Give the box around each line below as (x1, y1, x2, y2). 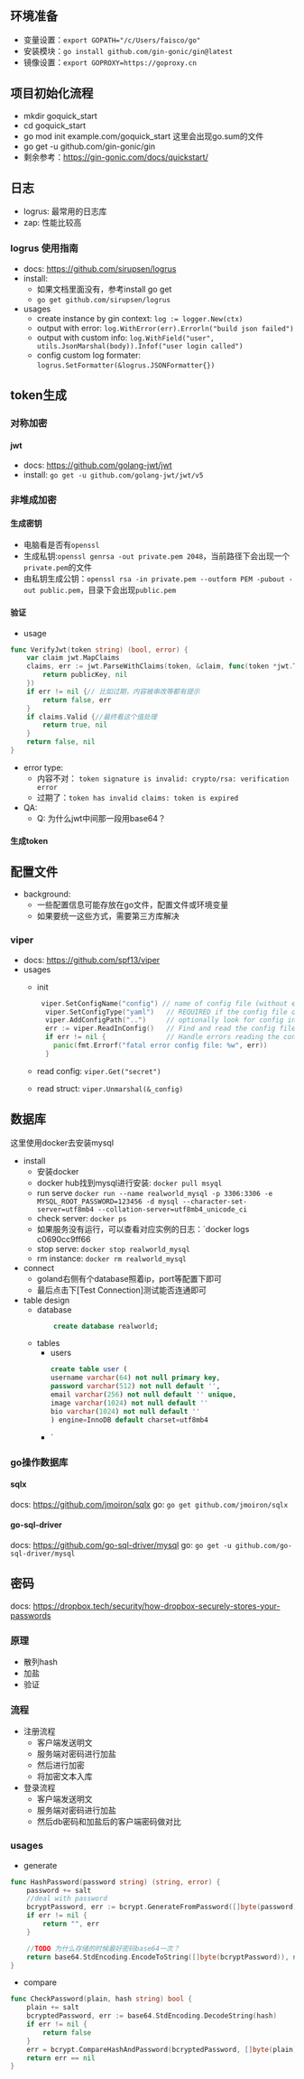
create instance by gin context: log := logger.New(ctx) (36, 312, 244, 323)
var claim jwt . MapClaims (26, 654, 120, 663)
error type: (23, 762, 64, 773)
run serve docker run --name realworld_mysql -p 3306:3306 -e (36, 1187, 273, 1198)
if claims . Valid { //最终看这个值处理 (26, 712, 157, 721)
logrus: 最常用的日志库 (23, 206, 107, 217)
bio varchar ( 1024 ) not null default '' (50, 1406, 201, 1415)
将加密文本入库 (36, 1771, 93, 1782)
